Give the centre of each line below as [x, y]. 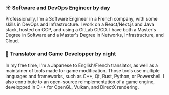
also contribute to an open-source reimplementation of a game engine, [80, 82]
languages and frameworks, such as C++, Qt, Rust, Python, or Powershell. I [85, 76]
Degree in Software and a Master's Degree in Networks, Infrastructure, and [84, 35]
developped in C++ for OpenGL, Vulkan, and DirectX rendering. [72, 87]
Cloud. [12, 41]
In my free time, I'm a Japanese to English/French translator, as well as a [82, 65]
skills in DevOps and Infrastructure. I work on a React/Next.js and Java [80, 24]
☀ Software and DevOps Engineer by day [58, 8]
